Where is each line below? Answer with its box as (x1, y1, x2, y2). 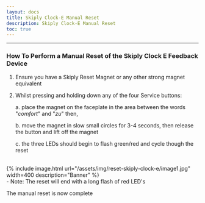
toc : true (6, 26, 32, 32)
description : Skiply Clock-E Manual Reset (6, 20, 116, 26)
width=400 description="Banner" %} (6, 171, 99, 179)
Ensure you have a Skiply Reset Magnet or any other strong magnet (15, 73, 185, 80)
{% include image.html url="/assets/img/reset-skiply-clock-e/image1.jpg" (6, 165, 191, 172)
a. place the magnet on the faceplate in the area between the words (15, 103, 186, 110)
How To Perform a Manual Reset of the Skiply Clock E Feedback (6, 52, 198, 60)
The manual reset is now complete (6, 190, 93, 197)
